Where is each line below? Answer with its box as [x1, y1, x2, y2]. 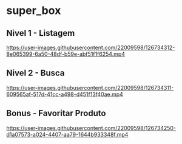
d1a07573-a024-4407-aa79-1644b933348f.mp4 [6, 131, 129, 138]
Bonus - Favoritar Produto [6, 108, 106, 118]
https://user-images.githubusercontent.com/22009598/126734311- [6, 84, 174, 91]
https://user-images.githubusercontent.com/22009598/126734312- [6, 44, 175, 51]
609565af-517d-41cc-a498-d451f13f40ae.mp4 [6, 91, 123, 98]
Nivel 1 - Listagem [6, 28, 75, 38]
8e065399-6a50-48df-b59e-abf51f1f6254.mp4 [6, 50, 126, 58]
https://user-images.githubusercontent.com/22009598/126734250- [6, 124, 177, 131]
